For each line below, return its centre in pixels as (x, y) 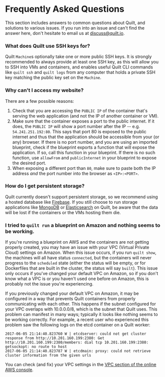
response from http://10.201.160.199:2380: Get (55, 338)
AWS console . (19, 370)
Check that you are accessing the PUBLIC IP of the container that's (80, 110)
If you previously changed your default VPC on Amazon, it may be (72, 293)
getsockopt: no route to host (36, 347)
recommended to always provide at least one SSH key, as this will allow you (82, 62)
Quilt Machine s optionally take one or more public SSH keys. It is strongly (78, 57)
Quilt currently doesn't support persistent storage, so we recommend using (82, 197)
